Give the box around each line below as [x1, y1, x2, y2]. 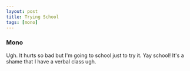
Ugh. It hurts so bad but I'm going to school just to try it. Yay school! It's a [6, 52, 184, 59]
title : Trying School [6, 14, 59, 20]
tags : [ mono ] [6, 19, 38, 25]
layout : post [6, 8, 38, 15]
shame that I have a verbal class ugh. [6, 58, 96, 65]
